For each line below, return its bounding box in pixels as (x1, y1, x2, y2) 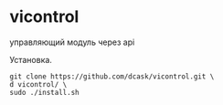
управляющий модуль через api (9, 37, 135, 47)
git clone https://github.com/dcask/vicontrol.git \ (9, 71, 215, 81)
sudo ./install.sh (9, 88, 80, 97)
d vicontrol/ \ (9, 79, 68, 89)
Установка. (9, 54, 53, 65)
